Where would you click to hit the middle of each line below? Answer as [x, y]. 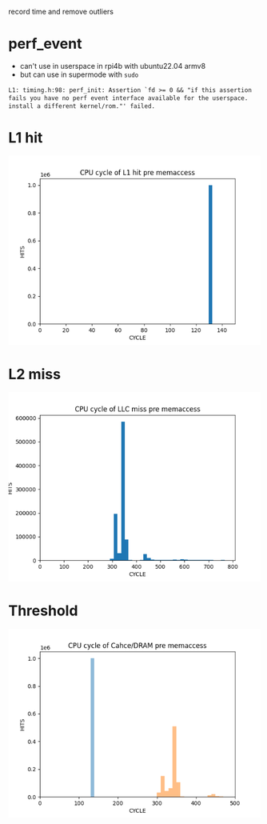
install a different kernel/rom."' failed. [82, 106]
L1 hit [26, 138]
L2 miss [35, 374]
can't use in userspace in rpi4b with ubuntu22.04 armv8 [113, 66]
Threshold [43, 610]
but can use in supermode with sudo [79, 74]
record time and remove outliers [61, 12]
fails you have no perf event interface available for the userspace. [128, 98]
